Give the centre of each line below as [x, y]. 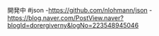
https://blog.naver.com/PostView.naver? [65, 18]
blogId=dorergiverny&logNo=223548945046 [73, 25]
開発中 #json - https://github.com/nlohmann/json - [80, 10]
